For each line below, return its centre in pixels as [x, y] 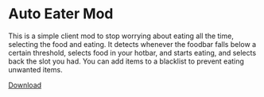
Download [25, 85]
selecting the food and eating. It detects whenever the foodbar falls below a [132, 44]
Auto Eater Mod [61, 14]
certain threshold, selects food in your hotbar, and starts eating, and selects [132, 52]
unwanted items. [35, 69]
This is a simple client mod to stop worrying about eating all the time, [121, 36]
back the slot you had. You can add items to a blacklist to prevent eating [126, 61]
